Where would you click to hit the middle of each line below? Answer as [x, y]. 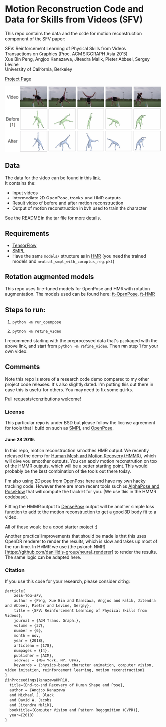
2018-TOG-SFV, [28, 596]
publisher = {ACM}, [34, 655]
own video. [17, 351]
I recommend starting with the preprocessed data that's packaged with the [81, 341]
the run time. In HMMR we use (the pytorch [49, 547]
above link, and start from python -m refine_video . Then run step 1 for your [82, 346]
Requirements [27, 233]
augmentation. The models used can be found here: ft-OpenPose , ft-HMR [80, 294]
